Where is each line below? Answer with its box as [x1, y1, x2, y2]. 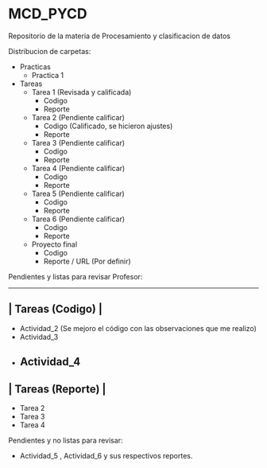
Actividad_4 [19, 355, 81, 369]
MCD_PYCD [8, 5, 87, 23]
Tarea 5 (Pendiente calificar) [31, 189, 125, 198]
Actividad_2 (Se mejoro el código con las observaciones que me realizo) [19, 323, 257, 333]
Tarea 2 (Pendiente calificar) [31, 112, 126, 122]
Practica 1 [31, 70, 64, 80]
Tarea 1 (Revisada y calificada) [31, 87, 132, 96]
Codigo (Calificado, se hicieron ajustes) [43, 121, 173, 131]
